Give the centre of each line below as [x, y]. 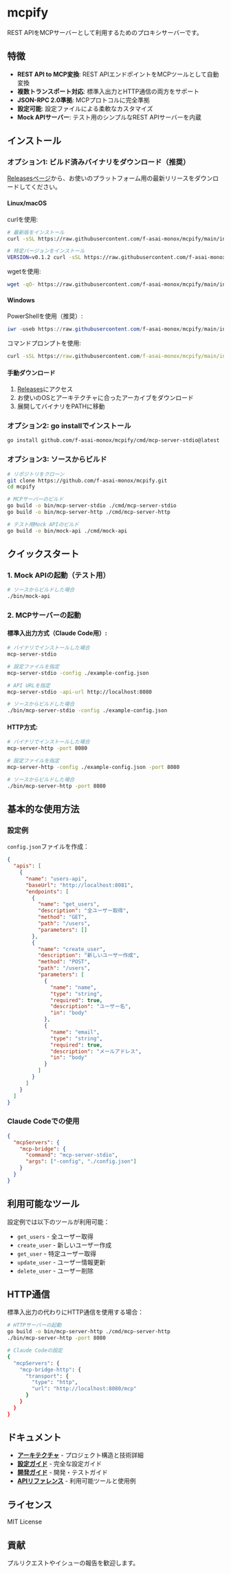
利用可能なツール [43, 1204]
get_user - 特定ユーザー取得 [57, 1253]
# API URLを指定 [29, 685]
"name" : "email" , [75, 1032]
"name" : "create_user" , [72, 949]
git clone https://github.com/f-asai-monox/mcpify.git [87, 480]
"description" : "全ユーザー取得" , [83, 911]
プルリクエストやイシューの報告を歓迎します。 [73, 1563]
